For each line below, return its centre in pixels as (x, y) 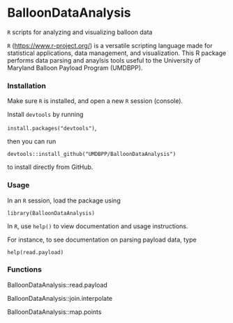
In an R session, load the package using (64, 200)
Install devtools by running (45, 115)
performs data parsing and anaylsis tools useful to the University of (104, 60)
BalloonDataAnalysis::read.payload (58, 285)
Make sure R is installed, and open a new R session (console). (95, 101)
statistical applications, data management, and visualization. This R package (117, 53)
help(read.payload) (36, 252)
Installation (27, 86)
